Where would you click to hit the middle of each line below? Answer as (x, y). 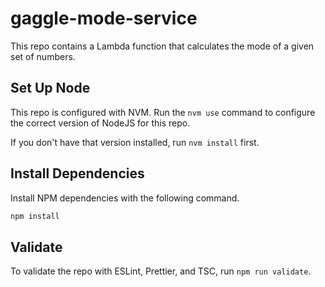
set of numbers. (43, 56)
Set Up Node (50, 88)
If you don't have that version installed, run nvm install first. (135, 142)
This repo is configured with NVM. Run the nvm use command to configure (163, 112)
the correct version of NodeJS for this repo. (100, 123)
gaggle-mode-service (104, 18)
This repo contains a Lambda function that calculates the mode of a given (162, 46)
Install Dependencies (77, 173)
